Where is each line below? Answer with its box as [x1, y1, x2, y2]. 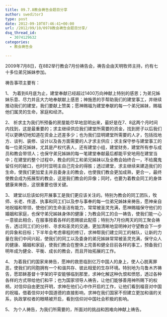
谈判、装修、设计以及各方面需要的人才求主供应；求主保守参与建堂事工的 [13, 138, 162, 144]
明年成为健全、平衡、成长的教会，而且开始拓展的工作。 [5, 248, 118, 254]
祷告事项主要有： [5, 79, 40, 85]
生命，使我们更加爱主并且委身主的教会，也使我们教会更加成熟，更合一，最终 [5, 169, 162, 175]
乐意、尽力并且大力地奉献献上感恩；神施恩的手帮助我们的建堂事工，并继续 [9, 96, 162, 102]
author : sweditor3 [5, 12, 43, 17]
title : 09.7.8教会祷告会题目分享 [5, 7, 68, 12]
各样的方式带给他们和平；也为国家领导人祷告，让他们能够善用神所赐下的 [5, 277, 153, 283]
